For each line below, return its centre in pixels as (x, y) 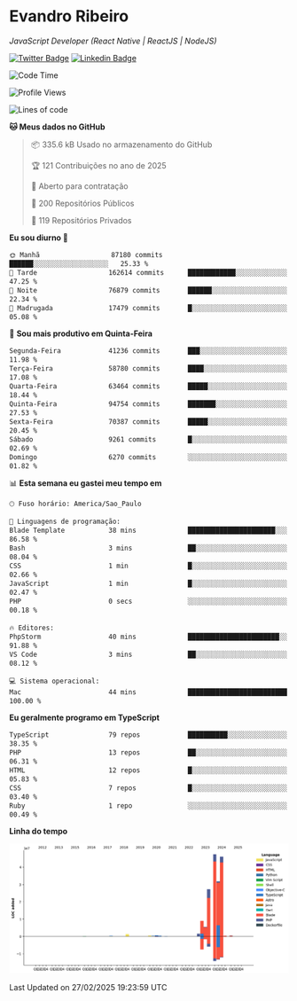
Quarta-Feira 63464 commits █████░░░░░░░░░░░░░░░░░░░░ (148, 386)
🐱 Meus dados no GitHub (57, 127)
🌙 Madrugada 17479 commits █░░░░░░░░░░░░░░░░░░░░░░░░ (148, 308)
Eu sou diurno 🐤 (39, 238)
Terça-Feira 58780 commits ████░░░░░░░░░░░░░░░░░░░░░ (148, 368)
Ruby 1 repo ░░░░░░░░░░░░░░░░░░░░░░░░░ (148, 805)
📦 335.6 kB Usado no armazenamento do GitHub (121, 145)
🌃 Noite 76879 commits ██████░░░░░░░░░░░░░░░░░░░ (148, 290)
